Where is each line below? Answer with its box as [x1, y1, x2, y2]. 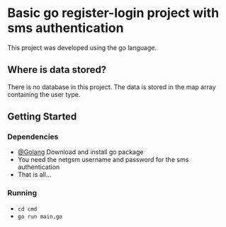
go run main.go [17, 213, 63, 220]
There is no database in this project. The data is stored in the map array [7, 83, 216, 91]
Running [7, 188, 38, 198]
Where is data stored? [7, 64, 107, 76]
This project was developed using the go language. [7, 43, 157, 52]
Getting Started [7, 111, 77, 123]
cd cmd [17, 205, 38, 213]
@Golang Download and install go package [17, 148, 144, 156]
